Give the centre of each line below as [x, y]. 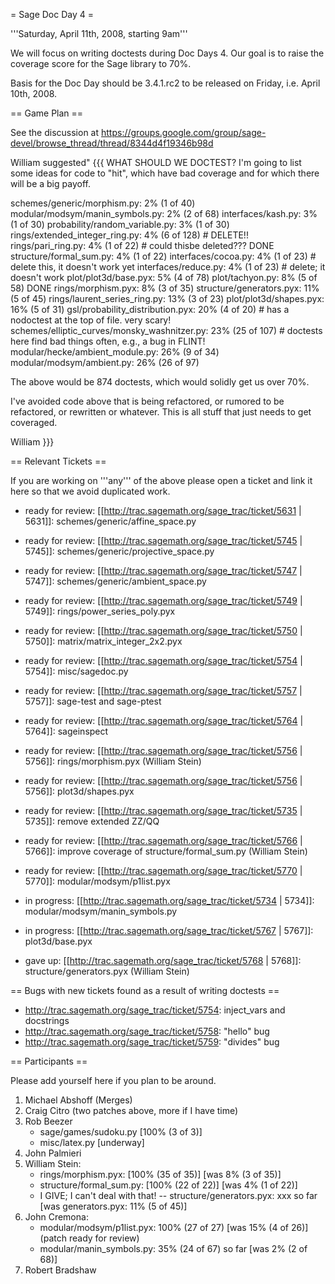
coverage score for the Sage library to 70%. [101, 63]
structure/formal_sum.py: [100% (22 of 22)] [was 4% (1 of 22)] [168, 1185]
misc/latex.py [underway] [92, 1142]
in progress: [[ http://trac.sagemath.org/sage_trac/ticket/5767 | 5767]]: [169, 930]
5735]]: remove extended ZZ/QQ [92, 821]
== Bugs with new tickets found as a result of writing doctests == [145, 990]
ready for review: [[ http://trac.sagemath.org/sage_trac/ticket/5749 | [163, 600]
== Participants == [49, 1061]
